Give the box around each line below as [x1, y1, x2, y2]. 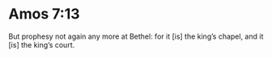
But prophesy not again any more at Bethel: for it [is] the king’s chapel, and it [8, 31, 264, 41]
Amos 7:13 [8, 5, 80, 23]
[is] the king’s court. [8, 39, 75, 49]
